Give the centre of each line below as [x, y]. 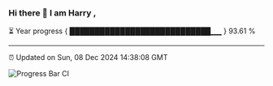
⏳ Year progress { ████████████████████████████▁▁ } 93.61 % [132, 31]
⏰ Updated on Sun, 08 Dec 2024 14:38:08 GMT [88, 58]
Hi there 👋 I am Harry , [52, 13]
